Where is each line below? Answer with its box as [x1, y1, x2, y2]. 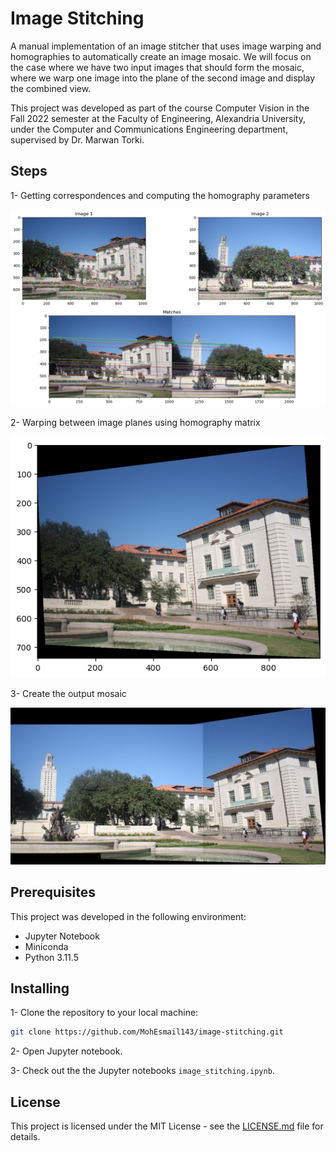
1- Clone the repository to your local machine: [10, 1007, 199, 1019]
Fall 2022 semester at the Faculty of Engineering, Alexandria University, [10, 112, 306, 124]
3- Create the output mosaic [10, 688, 127, 700]
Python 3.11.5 [24, 951, 79, 963]
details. [10, 1131, 41, 1143]
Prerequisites [10, 884, 96, 901]
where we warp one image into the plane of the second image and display [10, 72, 316, 84]
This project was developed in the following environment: [10, 910, 247, 922]
